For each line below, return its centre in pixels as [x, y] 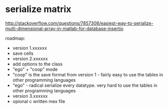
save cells [23, 53]
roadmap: [15, 38]
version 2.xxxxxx [30, 58]
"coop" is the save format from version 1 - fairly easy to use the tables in [88, 74]
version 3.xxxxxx [30, 96]
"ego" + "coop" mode [35, 69]
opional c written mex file [39, 101]
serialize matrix [38, 9]
